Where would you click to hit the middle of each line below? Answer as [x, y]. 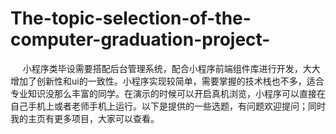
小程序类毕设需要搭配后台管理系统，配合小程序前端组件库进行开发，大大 [171, 68]
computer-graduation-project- [140, 39]
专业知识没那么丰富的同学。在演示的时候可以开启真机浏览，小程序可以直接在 [168, 93]
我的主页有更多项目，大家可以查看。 [85, 118]
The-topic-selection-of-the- [131, 18]
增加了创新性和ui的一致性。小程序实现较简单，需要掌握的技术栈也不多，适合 [167, 81]
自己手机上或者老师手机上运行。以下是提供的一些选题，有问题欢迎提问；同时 [168, 106]
